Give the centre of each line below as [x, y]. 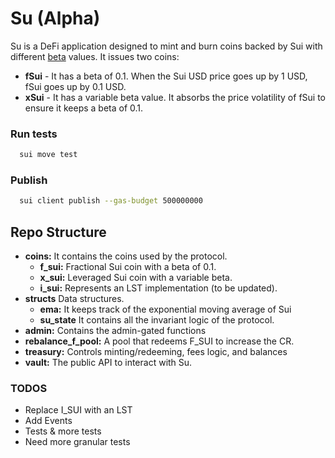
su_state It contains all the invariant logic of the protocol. [157, 320]
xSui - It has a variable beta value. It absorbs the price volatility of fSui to [175, 97]
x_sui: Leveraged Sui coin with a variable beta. [136, 278]
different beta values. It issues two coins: [95, 56]
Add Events [48, 421]
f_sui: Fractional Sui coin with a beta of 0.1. [128, 267]
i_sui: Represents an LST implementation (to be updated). [158, 288]
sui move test [48, 155]
